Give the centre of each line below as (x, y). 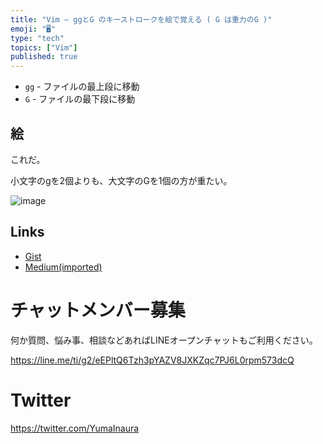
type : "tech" (37, 38)
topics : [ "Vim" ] (44, 47)
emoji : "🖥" (33, 29)
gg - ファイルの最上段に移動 (82, 87)
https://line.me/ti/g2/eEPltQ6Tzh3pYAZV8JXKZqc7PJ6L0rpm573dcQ (152, 360)
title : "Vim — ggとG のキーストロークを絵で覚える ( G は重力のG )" (141, 19)
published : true (44, 57)
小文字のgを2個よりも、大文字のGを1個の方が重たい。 (121, 180)
